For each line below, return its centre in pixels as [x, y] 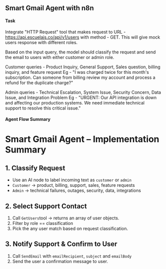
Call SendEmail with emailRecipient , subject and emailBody [72, 256]
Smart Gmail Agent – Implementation [82, 139]
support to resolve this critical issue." [43, 108]
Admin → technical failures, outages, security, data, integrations [77, 191]
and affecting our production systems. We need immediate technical [75, 103]
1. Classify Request [35, 168]
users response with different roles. [41, 42]
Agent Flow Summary [28, 119]
